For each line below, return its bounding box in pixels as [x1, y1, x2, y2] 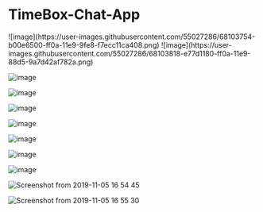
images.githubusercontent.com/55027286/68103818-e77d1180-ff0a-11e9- [8, 48, 251, 58]
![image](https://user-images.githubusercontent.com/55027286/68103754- [8, 32, 256, 41]
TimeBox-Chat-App [8, 6, 141, 24]
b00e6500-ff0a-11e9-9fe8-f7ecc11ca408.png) [8, 40, 161, 49]
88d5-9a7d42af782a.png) [8, 57, 94, 67]
